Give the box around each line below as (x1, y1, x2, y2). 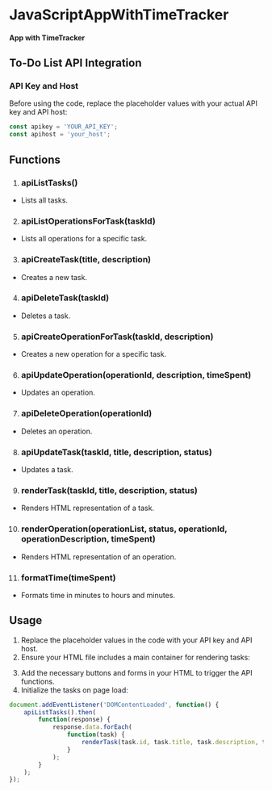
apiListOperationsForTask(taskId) (20, 216, 156, 227)
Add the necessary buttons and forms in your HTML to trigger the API (20, 668, 253, 677)
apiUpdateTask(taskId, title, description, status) (20, 446, 212, 458)
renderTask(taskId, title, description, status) (20, 484, 199, 496)
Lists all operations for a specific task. (20, 234, 148, 244)
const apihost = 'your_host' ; (9, 131, 111, 139)
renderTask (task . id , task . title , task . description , (81, 739, 259, 747)
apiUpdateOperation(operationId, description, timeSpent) (20, 370, 252, 381)
